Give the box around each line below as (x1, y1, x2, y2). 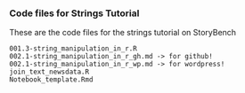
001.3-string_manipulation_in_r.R (9, 44, 138, 53)
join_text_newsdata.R (9, 67, 90, 77)
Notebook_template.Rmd (9, 75, 94, 84)
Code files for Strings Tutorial (9, 7, 140, 19)
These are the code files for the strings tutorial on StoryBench (9, 27, 237, 38)
